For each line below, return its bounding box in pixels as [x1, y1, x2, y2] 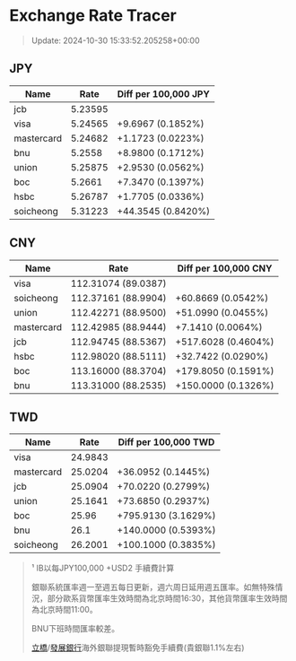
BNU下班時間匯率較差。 [30, 623, 119, 634]
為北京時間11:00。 [30, 604, 98, 615]
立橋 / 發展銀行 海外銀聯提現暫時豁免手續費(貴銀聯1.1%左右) [30, 642, 245, 653]
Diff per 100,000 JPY [117, 87, 211, 100]
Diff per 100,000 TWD [118, 436, 215, 448]
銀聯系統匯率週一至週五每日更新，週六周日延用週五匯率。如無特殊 [30, 582, 275, 593]
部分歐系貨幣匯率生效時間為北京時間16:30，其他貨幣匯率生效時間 [47, 593, 288, 604]
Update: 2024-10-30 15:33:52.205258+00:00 [30, 35, 200, 46]
